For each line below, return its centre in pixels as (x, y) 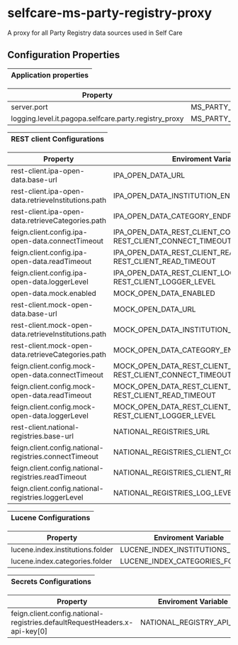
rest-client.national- (45, 427)
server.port (29, 106)
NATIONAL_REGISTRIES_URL (161, 431)
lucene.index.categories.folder (62, 561)
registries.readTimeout (49, 477)
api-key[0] (29, 631)
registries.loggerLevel (47, 497)
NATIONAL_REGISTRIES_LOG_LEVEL (174, 492)
